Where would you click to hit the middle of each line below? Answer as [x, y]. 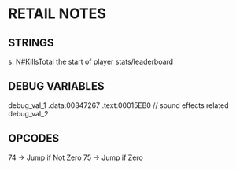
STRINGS [31, 43]
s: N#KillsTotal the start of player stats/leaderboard [91, 61]
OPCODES [34, 139]
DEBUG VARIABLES [56, 86]
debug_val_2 [28, 113]
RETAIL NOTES [57, 14]
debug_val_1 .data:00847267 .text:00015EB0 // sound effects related [119, 105]
